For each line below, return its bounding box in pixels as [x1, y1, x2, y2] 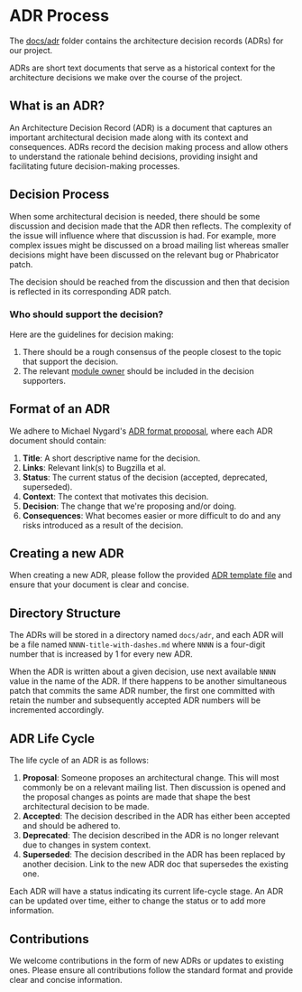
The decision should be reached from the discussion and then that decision [9, 276, 290, 287]
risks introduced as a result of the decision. [22, 519, 184, 530]
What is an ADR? [9, 98, 105, 114]
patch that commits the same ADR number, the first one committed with [9, 686, 275, 697]
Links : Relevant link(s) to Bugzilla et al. [22, 462, 167, 473]
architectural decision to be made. [22, 801, 151, 812]
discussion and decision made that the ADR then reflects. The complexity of [9, 220, 292, 231]
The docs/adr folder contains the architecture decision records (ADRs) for [9, 35, 284, 46]
